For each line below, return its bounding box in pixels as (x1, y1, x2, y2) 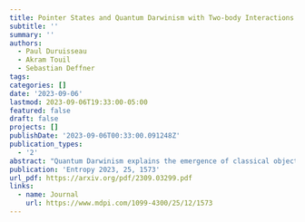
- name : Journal (17, 190, 79, 199)
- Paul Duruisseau (17, 47, 88, 56)
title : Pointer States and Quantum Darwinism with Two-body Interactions (9, 13, 295, 23)
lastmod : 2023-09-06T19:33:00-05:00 (9, 97, 148, 107)
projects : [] (9, 123, 59, 132)
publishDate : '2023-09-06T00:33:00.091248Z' (9, 131, 181, 140)
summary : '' (9, 30, 54, 39)
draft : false (9, 114, 59, 123)
